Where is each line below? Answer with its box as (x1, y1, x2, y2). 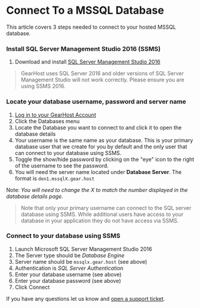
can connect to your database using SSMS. (14, 149, 122, 156)
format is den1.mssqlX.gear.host (14, 175, 95, 182)
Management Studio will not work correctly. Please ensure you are (20, 76, 184, 84)
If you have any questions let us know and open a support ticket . (6, 295, 165, 302)
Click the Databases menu (14, 117, 80, 124)
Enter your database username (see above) (14, 270, 122, 278)
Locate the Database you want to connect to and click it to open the (14, 124, 182, 131)
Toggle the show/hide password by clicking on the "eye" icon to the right (14, 155, 195, 163)
